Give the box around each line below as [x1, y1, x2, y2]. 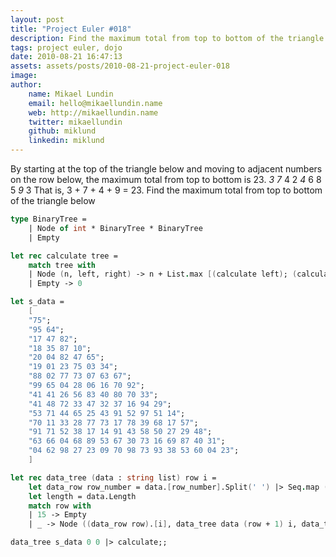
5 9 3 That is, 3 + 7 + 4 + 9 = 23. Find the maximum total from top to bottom [10, 184, 323, 196]
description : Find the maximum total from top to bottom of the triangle [10, 33, 325, 43]
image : [10, 71, 38, 81]
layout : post [10, 14, 65, 25]
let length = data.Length [28, 491, 137, 501]
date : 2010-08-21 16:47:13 [10, 52, 123, 62]
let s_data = [10, 297, 65, 307]
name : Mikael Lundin [28, 89, 114, 99]
